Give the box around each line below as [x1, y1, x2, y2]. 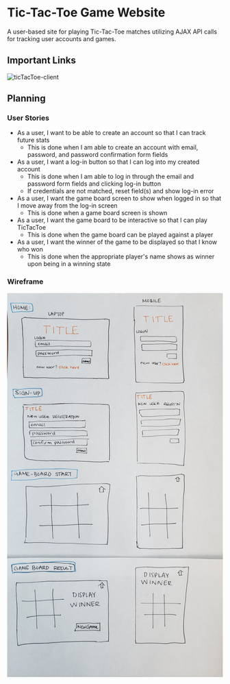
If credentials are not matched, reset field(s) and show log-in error [27, 187, 214, 195]
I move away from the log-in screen [16, 201, 118, 210]
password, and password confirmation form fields [27, 151, 168, 159]
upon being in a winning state [27, 260, 111, 268]
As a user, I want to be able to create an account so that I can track [16, 129, 207, 137]
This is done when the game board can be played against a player [27, 231, 214, 239]
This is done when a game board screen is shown [27, 209, 168, 217]
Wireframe [7, 277, 44, 286]
